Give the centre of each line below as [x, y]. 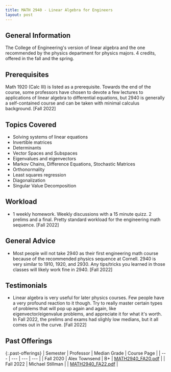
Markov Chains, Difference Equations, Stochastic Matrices [74, 164]
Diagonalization [29, 180]
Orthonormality [29, 169]
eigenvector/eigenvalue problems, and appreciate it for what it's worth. [87, 314]
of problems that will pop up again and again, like [64, 309]
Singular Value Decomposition [44, 185]
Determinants [27, 147]
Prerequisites [27, 75]
